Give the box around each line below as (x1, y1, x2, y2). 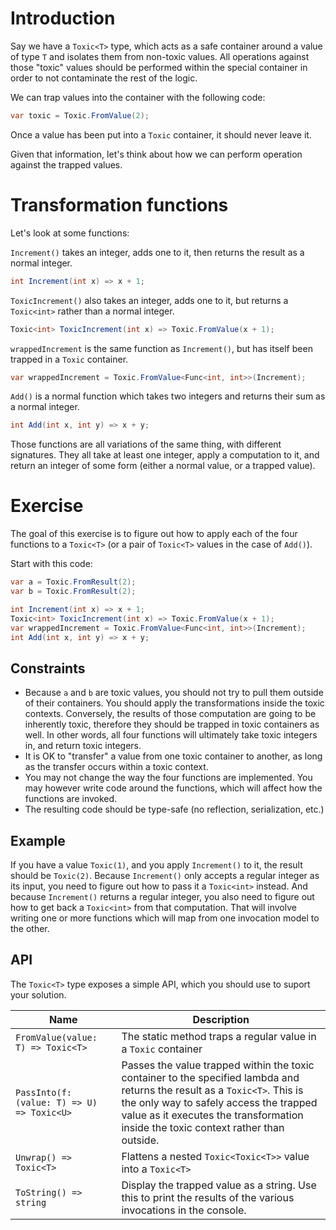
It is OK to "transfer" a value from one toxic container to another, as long (24, 750, 323, 762)
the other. (10, 923, 50, 935)
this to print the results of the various (121, 1190, 295, 1204)
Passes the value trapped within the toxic (121, 1058, 315, 1072)
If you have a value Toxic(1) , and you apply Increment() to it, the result (10, 859, 303, 871)
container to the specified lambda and (121, 1070, 300, 1084)
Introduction (10, 7, 116, 30)
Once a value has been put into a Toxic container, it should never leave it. (10, 128, 312, 141)
